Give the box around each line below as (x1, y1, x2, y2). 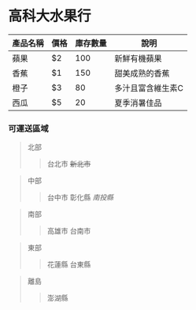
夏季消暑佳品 (114, 97, 163, 108)
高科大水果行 (8, 7, 92, 25)
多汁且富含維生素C (114, 82, 183, 93)
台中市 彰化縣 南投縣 (46, 192, 114, 202)
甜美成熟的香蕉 (114, 68, 171, 79)
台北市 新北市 (46, 159, 91, 169)
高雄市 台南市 (46, 226, 91, 236)
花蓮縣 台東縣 (46, 260, 91, 269)
